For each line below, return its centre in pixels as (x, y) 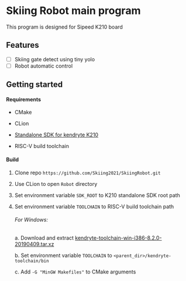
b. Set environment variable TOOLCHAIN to (63, 255)
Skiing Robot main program (73, 11)
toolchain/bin (32, 261)
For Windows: (31, 220)
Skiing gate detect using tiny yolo (55, 59)
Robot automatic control (44, 66)
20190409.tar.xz (34, 244)
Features (23, 45)
